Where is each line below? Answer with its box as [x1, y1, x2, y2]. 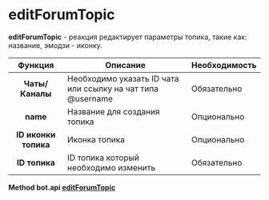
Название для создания [66, 106, 160, 117]
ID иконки [15, 129, 56, 140]
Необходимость [191, 59, 257, 70]
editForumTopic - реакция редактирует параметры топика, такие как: [8, 32, 247, 42]
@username [66, 93, 114, 104]
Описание [105, 59, 146, 70]
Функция [17, 59, 54, 70]
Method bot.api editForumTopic [8, 182, 116, 192]
